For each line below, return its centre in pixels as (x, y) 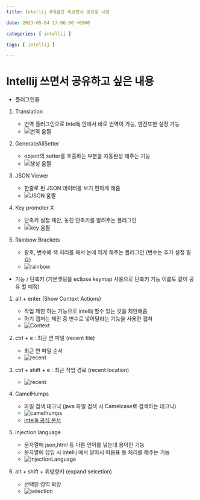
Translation (29, 112)
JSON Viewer (32, 176)
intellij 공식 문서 (42, 420)
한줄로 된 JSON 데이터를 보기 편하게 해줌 (72, 188)
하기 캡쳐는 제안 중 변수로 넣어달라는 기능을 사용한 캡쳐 (88, 319)
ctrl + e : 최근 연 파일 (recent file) (55, 338)
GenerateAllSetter (37, 144)
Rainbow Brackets (37, 240)
